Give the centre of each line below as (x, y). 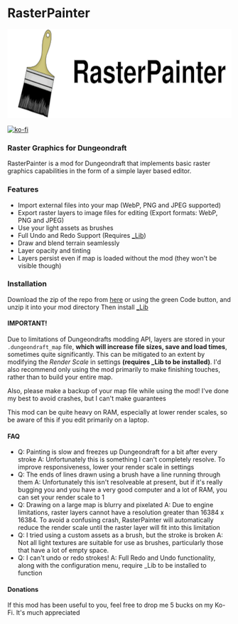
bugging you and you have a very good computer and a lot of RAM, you (122, 490)
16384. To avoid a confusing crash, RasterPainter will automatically (116, 520)
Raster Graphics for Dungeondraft (67, 147)
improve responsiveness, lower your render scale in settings (106, 467)
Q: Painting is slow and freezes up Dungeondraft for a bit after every (118, 452)
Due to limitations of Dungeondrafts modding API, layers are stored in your (116, 339)
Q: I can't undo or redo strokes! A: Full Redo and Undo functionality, (117, 558)
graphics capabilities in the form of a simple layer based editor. (99, 171)
